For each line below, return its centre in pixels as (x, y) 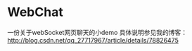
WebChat (35, 12)
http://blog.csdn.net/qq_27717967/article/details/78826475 (93, 40)
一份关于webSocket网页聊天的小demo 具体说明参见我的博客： (97, 32)
